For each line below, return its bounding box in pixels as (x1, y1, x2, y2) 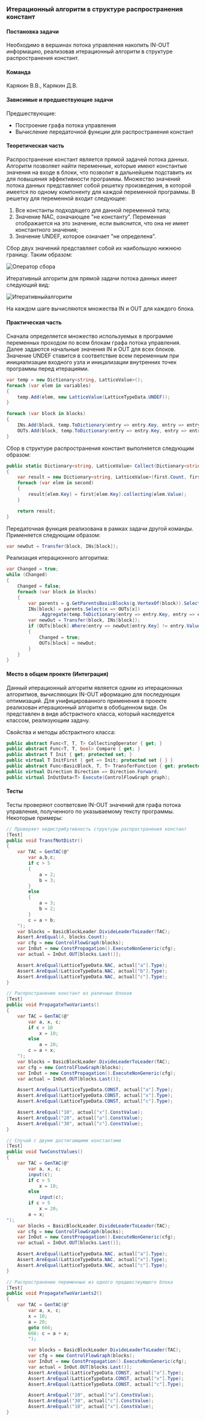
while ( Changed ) (6, 572, 48, 578)
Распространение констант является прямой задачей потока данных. (6, 156, 189, 163)
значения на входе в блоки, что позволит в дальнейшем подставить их (6, 168, 192, 176)
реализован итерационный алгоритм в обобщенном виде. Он (6, 703, 167, 711)
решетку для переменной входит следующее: (6, 195, 127, 202)
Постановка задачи (6, 28, 59, 35)
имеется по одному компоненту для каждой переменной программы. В (6, 188, 195, 195)
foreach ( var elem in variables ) (6, 382, 92, 389)
